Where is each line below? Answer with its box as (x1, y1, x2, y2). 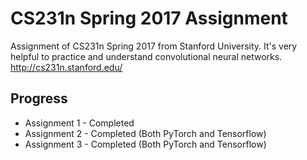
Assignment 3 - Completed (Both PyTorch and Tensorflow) (24, 138, 267, 150)
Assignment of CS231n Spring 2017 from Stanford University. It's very (10, 40, 298, 52)
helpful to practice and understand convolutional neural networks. (10, 50, 283, 62)
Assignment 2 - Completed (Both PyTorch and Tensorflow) (24, 127, 267, 139)
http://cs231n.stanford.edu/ (10, 61, 123, 73)
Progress (10, 90, 68, 107)
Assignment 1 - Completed (24, 117, 135, 129)
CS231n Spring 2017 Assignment (10, 7, 288, 30)
